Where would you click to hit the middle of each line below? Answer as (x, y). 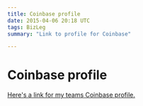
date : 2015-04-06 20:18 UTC (49, 21)
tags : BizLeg (27, 27)
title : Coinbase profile (44, 14)
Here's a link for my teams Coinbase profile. (71, 95)
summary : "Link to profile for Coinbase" (69, 34)
